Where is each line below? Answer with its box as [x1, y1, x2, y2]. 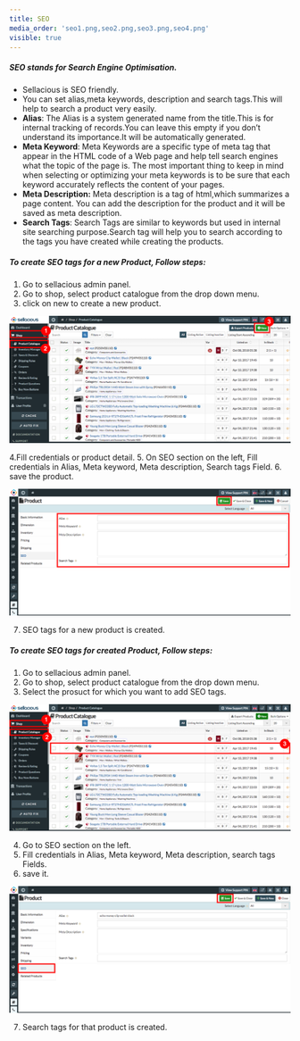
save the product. [9, 471, 74, 482]
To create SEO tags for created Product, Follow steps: [9, 645, 212, 655]
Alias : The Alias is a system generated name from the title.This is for [21, 112, 274, 124]
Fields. [21, 859, 47, 870]
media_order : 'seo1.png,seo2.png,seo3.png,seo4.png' [9, 23, 210, 33]
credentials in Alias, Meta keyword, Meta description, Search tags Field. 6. [9, 462, 282, 472]
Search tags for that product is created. [21, 1022, 168, 1033]
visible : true [9, 33, 62, 42]
